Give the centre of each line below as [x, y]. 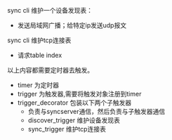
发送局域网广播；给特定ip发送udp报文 [72, 25]
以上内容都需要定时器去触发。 [50, 70]
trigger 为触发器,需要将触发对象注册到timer [79, 94]
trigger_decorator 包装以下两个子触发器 [74, 103]
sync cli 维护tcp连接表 [39, 40]
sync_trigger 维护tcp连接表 [67, 129]
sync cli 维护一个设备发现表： [50, 10]
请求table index [40, 55]
